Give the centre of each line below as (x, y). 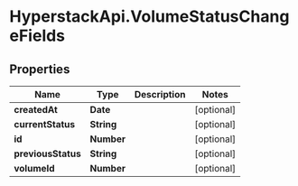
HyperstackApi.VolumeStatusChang (149, 17)
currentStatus (44, 124)
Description (160, 94)
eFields (37, 36)
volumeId (35, 168)
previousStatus (47, 153)
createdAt (36, 110)
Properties (40, 69)
